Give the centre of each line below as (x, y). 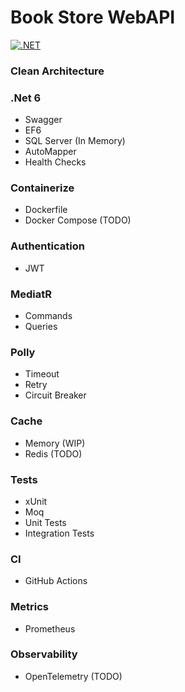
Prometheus (50, 628)
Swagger (43, 120)
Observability (44, 654)
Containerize (42, 188)
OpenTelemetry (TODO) (73, 676)
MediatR (31, 294)
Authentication (47, 246)
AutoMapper (50, 152)
